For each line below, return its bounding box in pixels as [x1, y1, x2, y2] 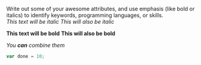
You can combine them [6, 42, 65, 49]
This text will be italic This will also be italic [6, 18, 115, 25]
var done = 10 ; [6, 53, 45, 60]
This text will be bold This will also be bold [6, 30, 116, 37]
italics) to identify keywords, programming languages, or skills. [6, 12, 164, 19]
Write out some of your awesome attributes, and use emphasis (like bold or [6, 5, 195, 12]
